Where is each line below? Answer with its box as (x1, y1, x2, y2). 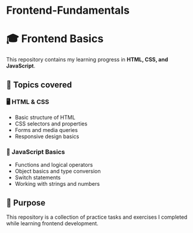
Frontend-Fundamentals (6, 4, 130, 17)
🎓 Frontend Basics (6, 32, 104, 45)
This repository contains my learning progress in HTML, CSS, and (6, 56, 169, 63)
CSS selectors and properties (14, 120, 88, 127)
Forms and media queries (14, 126, 78, 133)
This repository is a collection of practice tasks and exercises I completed (6, 213, 188, 220)
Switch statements (14, 174, 61, 181)
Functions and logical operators (14, 161, 93, 168)
